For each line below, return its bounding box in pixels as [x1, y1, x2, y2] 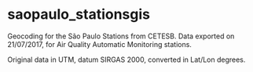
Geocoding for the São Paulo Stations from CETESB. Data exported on [7, 31, 235, 41]
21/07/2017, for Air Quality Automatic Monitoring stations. [7, 39, 192, 49]
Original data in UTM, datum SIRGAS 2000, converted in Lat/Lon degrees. [7, 55, 246, 64]
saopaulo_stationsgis [7, 5, 151, 23]
